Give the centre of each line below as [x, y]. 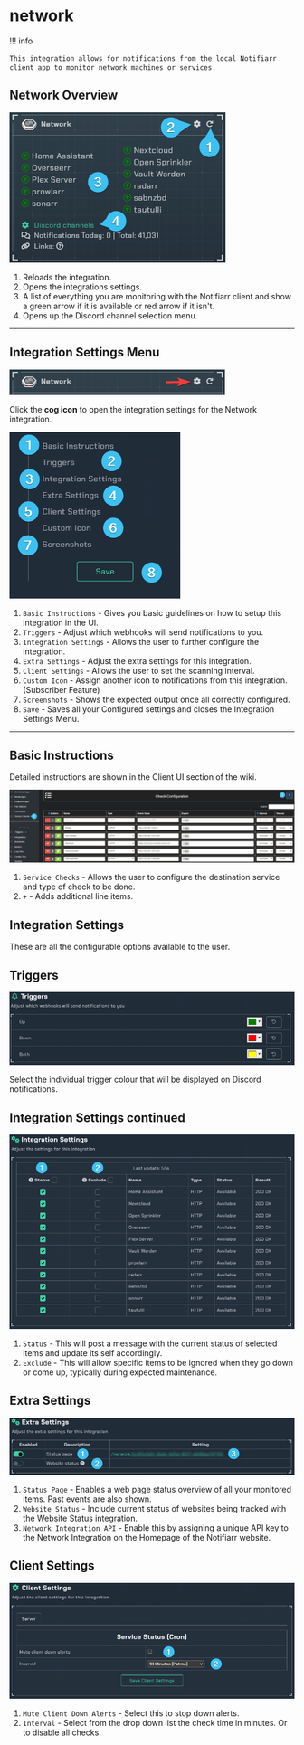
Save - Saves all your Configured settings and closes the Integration [148, 709]
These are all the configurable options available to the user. [120, 947]
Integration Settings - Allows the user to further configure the [141, 641]
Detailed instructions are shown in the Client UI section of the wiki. [133, 777]
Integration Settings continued [97, 1118]
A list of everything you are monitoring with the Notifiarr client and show [157, 296]
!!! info [21, 41]
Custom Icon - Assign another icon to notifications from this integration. [155, 680]
